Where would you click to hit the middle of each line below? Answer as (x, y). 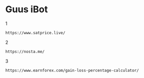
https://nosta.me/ (25, 51)
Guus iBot (26, 9)
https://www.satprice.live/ (35, 33)
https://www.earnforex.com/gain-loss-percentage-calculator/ (72, 70)
